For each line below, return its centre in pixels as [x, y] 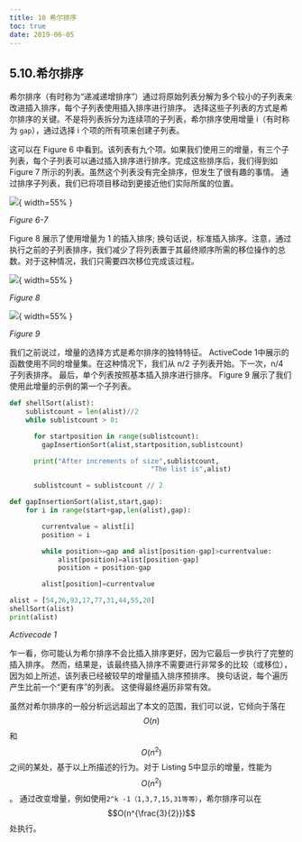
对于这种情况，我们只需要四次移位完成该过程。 [112, 261]
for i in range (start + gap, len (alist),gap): [109, 510]
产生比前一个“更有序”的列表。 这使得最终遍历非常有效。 [113, 687]
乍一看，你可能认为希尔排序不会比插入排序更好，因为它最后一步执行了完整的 [151, 653]
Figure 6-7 [29, 220]
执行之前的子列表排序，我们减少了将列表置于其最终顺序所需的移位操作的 [143, 250]
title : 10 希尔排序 [43, 18]
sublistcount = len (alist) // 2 [82, 412]
